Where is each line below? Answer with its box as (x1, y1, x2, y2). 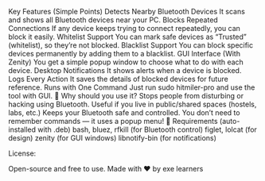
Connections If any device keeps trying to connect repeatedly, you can (8, 24, 241, 33)
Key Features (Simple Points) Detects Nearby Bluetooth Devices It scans (8, 7, 245, 16)
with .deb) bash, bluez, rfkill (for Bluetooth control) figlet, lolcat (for (37, 125, 257, 134)
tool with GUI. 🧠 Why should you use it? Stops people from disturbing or (8, 91, 244, 100)
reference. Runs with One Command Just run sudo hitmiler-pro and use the (8, 83, 255, 92)
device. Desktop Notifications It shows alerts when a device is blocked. (8, 66, 242, 75)
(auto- (219, 117, 240, 125)
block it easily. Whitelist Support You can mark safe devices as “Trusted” (8, 32, 247, 41)
